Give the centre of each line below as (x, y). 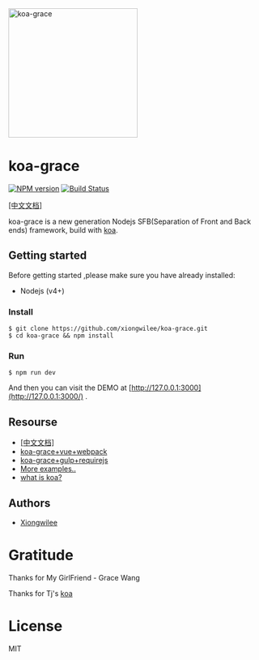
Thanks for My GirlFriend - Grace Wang (74, 577)
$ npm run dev (32, 373)
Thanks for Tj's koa (40, 593)
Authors (30, 503)
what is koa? (41, 478)
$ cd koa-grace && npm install (61, 336)
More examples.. (48, 469)
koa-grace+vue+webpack (64, 452)
